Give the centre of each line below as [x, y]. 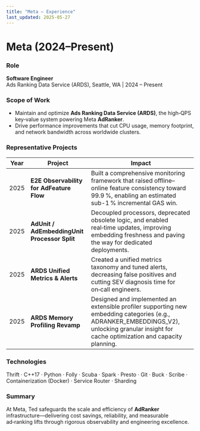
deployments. [110, 250]
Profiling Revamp [55, 325]
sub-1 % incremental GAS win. [135, 203]
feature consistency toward [148, 188]
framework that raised [122, 181]
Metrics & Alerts [54, 278]
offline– [165, 181]
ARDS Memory [52, 318]
